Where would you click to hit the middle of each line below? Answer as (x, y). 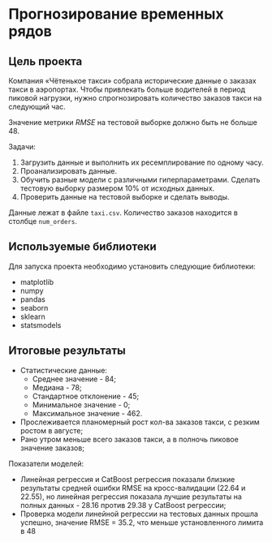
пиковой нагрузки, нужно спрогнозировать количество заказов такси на (135, 98)
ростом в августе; (52, 430)
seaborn (34, 308)
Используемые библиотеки (82, 247)
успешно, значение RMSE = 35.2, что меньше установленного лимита (142, 522)
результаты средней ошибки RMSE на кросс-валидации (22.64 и (133, 488)
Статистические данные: (64, 370)
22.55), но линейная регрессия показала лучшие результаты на (131, 497)
